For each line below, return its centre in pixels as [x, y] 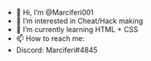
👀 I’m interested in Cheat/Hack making [80, 21]
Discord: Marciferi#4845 [57, 50]
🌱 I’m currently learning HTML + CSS [77, 29]
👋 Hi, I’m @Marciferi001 [55, 12]
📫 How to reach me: [50, 39]
